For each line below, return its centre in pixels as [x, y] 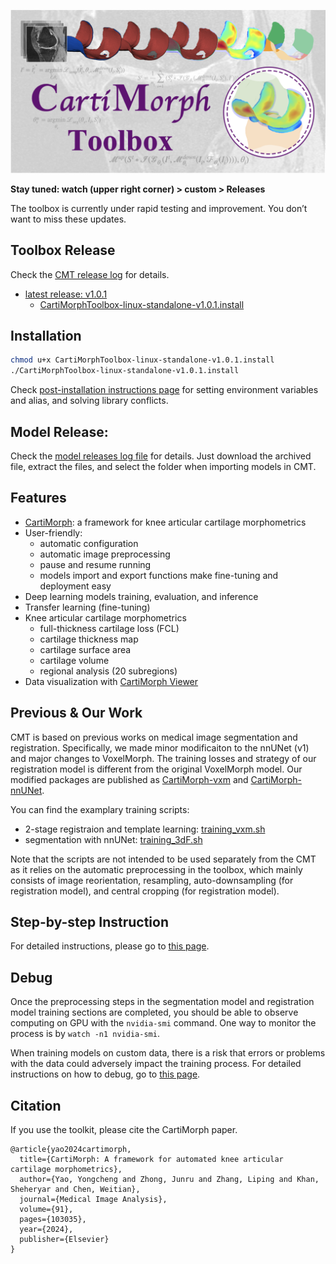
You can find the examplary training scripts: [100, 809]
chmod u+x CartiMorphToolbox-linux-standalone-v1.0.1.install [142, 360]
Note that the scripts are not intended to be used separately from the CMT [163, 859]
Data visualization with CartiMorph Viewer [111, 681]
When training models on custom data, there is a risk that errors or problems [168, 1053]
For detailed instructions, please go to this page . [110, 946]
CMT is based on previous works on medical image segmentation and [154, 737]
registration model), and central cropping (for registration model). [145, 891]
